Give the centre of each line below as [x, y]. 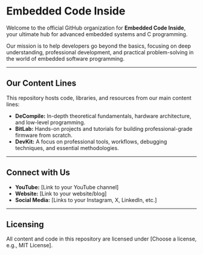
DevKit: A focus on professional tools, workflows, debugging [91, 141]
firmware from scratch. [43, 135]
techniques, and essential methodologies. [67, 148]
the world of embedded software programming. [66, 58]
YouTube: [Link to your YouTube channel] [67, 187]
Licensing [25, 224]
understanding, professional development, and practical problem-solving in [100, 52]
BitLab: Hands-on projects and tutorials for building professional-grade [104, 128]
